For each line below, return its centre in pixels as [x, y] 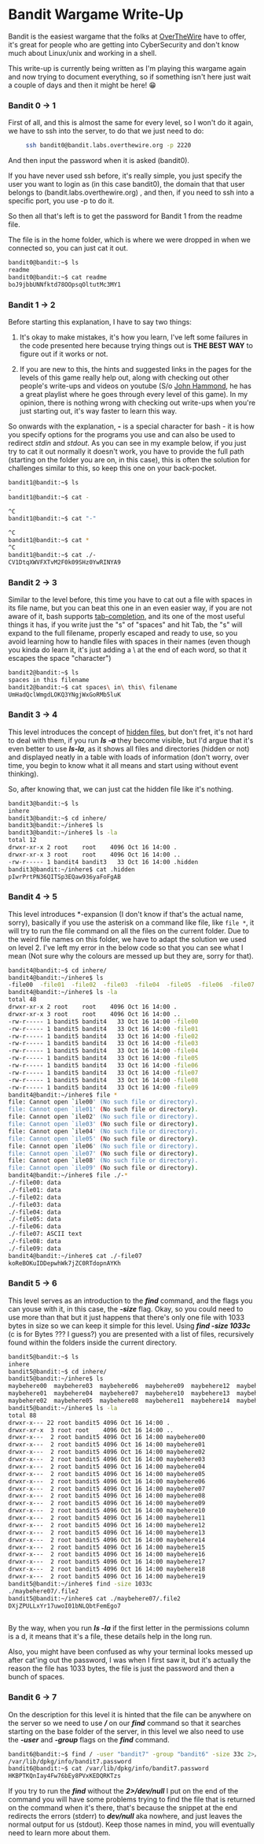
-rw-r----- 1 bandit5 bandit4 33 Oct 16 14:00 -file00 [103, 1022]
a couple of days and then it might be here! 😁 [82, 85]
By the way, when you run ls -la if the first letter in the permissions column [129, 1628]
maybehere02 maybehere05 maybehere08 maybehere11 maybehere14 [119, 1401]
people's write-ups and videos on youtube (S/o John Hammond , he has [135, 386]
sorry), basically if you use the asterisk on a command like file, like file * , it [131, 922]
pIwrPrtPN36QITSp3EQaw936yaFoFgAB [65, 877]
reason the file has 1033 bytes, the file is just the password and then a [121, 1668]
